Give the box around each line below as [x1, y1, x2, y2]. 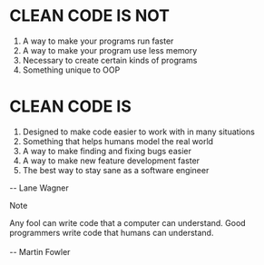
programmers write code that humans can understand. [9, 227, 214, 238]
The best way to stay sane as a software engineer [22, 164, 210, 175]
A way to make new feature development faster [22, 155, 200, 166]
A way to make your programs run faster [22, 35, 174, 46]
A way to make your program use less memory [22, 44, 198, 55]
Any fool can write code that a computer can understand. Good [9, 217, 247, 228]
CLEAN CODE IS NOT [9, 5, 171, 26]
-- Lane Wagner [9, 182, 70, 193]
